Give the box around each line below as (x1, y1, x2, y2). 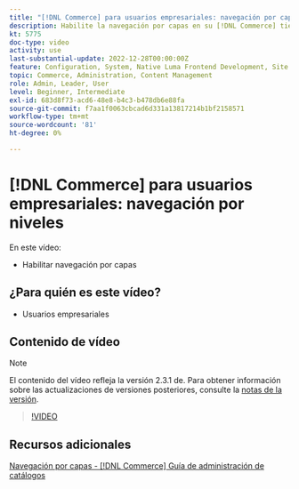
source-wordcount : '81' (9, 121, 98, 130)
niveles (9, 212, 64, 233)
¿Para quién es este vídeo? (9, 285, 162, 301)
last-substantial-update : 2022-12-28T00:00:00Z (9, 54, 190, 63)
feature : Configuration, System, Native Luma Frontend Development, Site (9, 63, 289, 72)
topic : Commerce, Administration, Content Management (9, 71, 214, 80)
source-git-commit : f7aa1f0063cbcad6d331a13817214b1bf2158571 (9, 104, 245, 113)
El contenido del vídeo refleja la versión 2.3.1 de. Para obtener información (9, 375, 281, 386)
